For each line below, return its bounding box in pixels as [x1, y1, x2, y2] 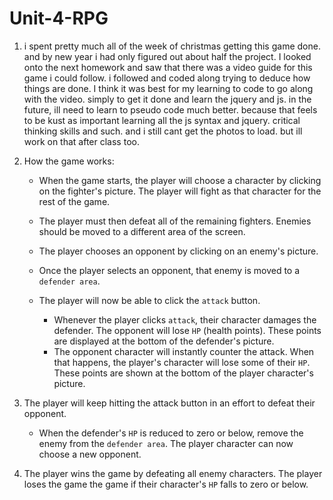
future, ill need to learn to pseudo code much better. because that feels [23, 103, 318, 116]
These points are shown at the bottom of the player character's [53, 367, 314, 379]
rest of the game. [38, 195, 111, 207]
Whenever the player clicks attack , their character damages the [53, 313, 317, 326]
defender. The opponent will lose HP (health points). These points [53, 324, 322, 336]
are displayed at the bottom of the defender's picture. [53, 335, 275, 347]
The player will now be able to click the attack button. [38, 294, 261, 306]
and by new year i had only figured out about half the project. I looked [23, 50, 312, 62]
